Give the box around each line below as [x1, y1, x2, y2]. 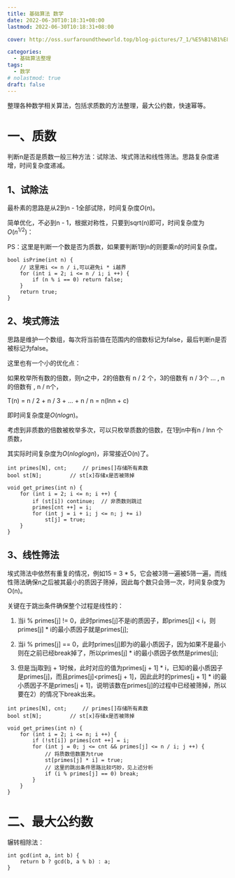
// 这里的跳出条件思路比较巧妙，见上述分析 [44, 764, 154, 771]
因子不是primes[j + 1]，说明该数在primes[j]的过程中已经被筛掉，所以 [29, 681, 227, 689]
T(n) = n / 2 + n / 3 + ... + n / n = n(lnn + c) [7, 396, 129, 404]
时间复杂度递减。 [19, 162, 69, 170]
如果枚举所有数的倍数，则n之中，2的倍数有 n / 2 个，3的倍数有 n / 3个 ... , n [7, 374, 225, 382]
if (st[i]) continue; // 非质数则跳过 [32, 497, 142, 504]
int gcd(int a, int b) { [7, 852, 80, 859]
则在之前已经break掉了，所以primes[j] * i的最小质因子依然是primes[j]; [17, 649, 219, 657]
